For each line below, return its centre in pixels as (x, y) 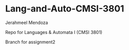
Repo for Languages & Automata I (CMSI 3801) (54, 32)
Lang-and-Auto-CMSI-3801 (65, 9)
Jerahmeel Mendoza (27, 22)
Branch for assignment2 (30, 42)
